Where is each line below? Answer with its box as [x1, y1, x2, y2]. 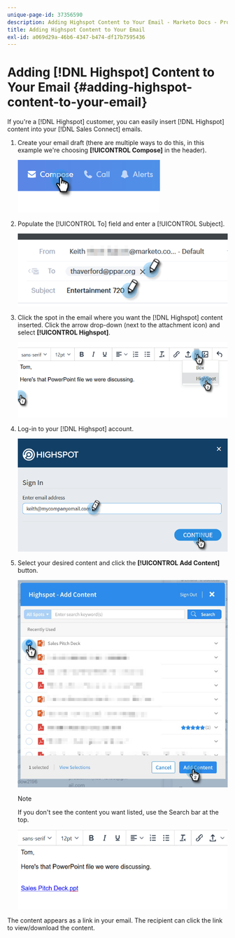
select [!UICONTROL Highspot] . [17, 328, 111, 337]
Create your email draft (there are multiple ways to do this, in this [17, 139, 205, 147]
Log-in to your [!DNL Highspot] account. [17, 424, 134, 433]
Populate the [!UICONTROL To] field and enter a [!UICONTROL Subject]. [17, 219, 225, 228]
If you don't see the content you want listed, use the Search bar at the [17, 808, 219, 817]
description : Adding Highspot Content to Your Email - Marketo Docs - [7, 18, 218, 26]
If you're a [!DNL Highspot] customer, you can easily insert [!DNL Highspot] [7, 118, 225, 126]
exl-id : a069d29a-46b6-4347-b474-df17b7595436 [7, 34, 145, 41]
